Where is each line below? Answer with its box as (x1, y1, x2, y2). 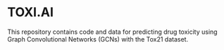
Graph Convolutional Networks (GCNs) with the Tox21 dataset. (7, 35, 189, 43)
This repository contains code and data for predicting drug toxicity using (7, 27, 218, 36)
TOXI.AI (7, 4, 54, 20)
